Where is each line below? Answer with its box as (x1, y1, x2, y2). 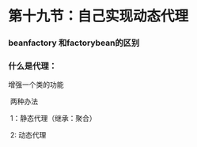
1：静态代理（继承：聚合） (9, 114, 97, 123)
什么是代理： (8, 61, 58, 72)
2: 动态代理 (9, 130, 47, 140)
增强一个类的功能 (8, 80, 64, 89)
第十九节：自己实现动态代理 (8, 7, 189, 25)
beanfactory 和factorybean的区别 (8, 37, 140, 48)
